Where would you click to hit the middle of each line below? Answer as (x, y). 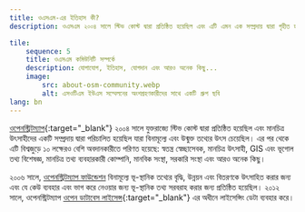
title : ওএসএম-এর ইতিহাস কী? (54, 18)
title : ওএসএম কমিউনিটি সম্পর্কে (70, 60)
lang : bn (26, 102)
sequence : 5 (48, 51)
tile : (20, 43)
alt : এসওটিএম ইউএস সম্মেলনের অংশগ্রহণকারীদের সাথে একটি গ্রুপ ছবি (131, 93)
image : (38, 77)
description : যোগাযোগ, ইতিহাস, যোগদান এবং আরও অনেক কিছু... (122, 68)
